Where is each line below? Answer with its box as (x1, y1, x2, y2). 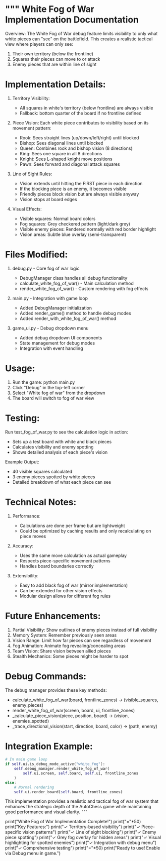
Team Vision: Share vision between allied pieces (12, 648, 111, 654)
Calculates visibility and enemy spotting (12, 444, 94, 450)
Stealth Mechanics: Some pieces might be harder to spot (12, 653, 129, 659)
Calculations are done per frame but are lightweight (19, 523, 125, 529)
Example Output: (5, 459, 40, 465)
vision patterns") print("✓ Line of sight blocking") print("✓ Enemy (22, 829, 157, 835)
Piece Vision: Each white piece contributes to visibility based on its (12, 119, 149, 125)
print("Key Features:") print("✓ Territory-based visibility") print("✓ (5, 824, 140, 830)
